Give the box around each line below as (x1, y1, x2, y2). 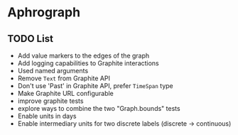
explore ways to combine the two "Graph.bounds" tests (17, 104, 180, 112)
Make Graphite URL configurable (17, 90, 114, 97)
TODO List (7, 33, 53, 45)
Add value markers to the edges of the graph (17, 51, 150, 60)
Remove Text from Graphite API (17, 74, 110, 82)
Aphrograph (7, 4, 80, 21)
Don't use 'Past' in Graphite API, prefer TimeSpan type (17, 82, 174, 90)
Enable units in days (17, 112, 77, 120)
